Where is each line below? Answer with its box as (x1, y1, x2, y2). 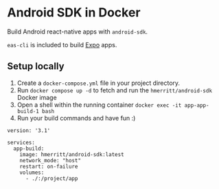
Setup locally (7, 60, 65, 73)
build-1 (16, 108, 39, 114)
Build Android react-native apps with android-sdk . (7, 27, 148, 36)
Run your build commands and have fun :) (16, 114, 136, 122)
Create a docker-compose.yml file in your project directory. (16, 79, 181, 87)
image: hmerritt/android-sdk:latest (19, 151, 125, 158)
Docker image (16, 93, 57, 101)
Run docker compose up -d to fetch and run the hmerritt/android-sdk (16, 86, 213, 94)
